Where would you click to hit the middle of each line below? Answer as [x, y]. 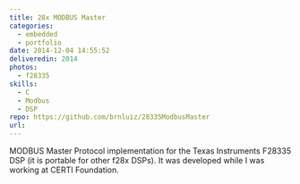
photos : [24, 68]
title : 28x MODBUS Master [57, 17]
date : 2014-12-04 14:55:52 [60, 51]
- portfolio [40, 42]
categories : [31, 26]
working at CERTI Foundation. [64, 170]
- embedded [38, 34]
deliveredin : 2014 [43, 59]
